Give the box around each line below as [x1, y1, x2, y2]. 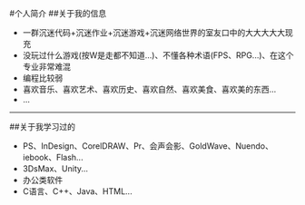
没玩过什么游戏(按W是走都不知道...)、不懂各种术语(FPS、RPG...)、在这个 [22, 50, 294, 61]
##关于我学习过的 [9, 122, 75, 132]
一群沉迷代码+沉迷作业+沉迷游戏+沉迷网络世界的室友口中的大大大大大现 [22, 27, 293, 38]
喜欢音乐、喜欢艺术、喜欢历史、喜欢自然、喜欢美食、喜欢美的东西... [22, 84, 277, 94]
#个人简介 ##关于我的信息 [9, 8, 107, 18]
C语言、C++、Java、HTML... [22, 186, 133, 197]
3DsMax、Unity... [22, 163, 89, 174]
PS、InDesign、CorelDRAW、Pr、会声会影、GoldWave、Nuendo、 [22, 141, 274, 151]
